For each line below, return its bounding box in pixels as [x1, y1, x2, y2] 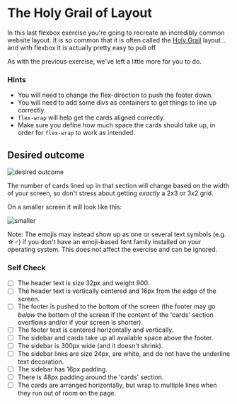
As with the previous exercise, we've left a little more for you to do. [7, 57, 202, 65]
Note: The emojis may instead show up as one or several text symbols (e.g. [7, 230, 226, 238]
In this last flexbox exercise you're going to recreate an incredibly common [7, 28, 225, 37]
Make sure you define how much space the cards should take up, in [17, 121, 216, 129]
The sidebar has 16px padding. [17, 364, 108, 373]
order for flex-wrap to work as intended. [17, 129, 136, 137]
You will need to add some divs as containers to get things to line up [17, 98, 217, 107]
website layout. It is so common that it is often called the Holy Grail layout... [7, 35, 226, 44]
